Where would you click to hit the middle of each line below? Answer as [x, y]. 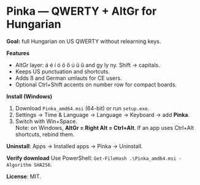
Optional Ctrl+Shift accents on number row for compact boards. [96, 85]
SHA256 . [43, 164]
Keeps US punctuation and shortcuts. [63, 71]
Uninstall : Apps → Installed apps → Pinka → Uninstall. [75, 146]
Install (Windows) [29, 96]
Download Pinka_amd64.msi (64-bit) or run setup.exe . [82, 108]
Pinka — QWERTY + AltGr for [82, 11]
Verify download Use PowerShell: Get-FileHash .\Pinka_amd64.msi [91, 158]
